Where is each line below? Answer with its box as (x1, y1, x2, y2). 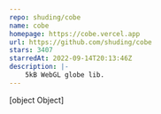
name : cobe (9, 21, 50, 30)
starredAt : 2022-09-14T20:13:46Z (9, 54, 133, 63)
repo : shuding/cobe (9, 12, 81, 22)
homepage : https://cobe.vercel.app (9, 29, 141, 38)
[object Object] (9, 95, 65, 105)
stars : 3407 (9, 46, 53, 55)
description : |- (9, 63, 69, 72)
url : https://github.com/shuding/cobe (9, 37, 152, 47)
